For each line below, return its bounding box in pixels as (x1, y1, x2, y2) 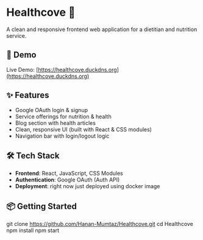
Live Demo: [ (6, 66, 38, 73)
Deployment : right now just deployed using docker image (15, 183, 160, 190)
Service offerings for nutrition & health (15, 113, 112, 120)
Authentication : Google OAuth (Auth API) (15, 176, 120, 183)
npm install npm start (6, 227, 60, 234)
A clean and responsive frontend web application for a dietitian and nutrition (6, 26, 198, 33)
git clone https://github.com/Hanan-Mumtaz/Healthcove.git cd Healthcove (6, 221, 194, 228)
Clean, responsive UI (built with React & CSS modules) (15, 125, 152, 133)
